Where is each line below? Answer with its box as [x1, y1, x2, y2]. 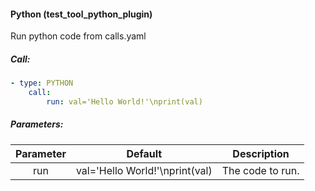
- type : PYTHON [10, 78, 74, 89]
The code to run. [221, 163, 300, 177]
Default [126, 146, 163, 160]
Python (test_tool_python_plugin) [10, 8, 153, 20]
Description [232, 146, 290, 160]
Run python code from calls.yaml [10, 30, 147, 42]
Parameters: [10, 118, 64, 130]
